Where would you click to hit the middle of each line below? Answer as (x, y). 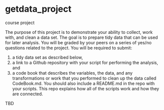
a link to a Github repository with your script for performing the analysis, (85, 62)
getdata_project (38, 9)
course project (20, 23)
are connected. (27, 94)
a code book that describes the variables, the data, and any (72, 73)
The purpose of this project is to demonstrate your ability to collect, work (79, 32)
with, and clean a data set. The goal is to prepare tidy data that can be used (82, 37)
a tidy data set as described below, (48, 57)
